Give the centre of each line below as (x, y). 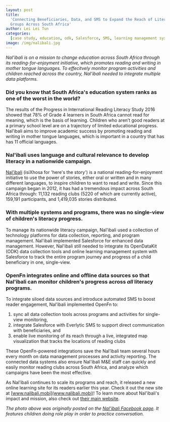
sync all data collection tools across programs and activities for (79, 314)
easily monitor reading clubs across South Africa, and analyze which (77, 367)
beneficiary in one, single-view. (38, 262)
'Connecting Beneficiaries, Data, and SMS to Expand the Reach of (81, 19)
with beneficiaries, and (37, 330)
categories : (18, 33)
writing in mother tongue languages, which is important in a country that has (85, 136)
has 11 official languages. (32, 142)
